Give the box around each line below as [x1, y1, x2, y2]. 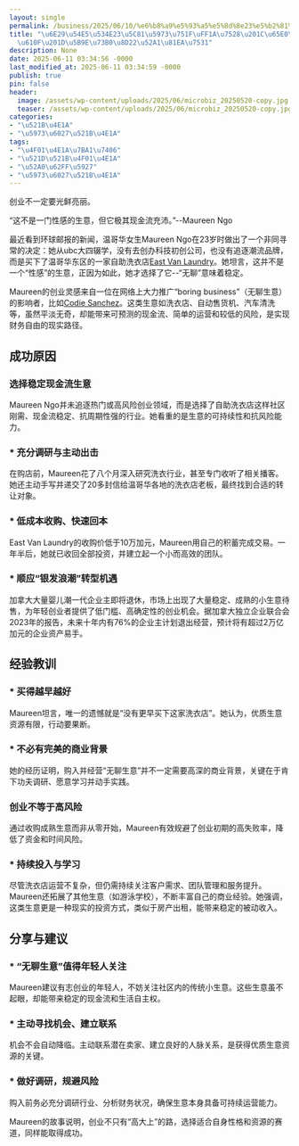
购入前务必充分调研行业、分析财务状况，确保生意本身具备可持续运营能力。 [9, 1097, 282, 1108]
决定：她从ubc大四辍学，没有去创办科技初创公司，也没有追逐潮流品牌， [24, 245, 288, 256]
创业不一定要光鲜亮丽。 [9, 196, 95, 207]
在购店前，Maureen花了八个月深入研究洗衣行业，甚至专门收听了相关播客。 [9, 468, 284, 479]
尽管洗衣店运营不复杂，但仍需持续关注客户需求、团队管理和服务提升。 [9, 880, 267, 891]
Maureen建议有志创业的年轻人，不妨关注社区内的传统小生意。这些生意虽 [9, 982, 276, 993]
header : [9, 87, 38, 96]
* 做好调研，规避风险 [9, 1076, 100, 1088]
